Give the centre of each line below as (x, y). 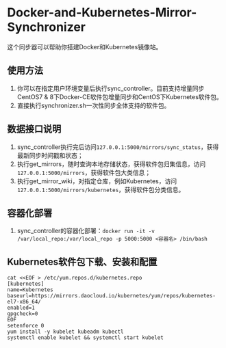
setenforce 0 (26, 326)
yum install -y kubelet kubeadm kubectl (66, 332)
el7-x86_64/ (24, 302)
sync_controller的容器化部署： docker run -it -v (86, 231)
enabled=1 (21, 308)
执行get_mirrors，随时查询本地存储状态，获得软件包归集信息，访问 (111, 164)
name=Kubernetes (30, 290)
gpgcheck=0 (23, 314)
